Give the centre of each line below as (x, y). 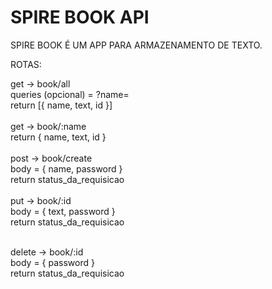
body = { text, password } (63, 211)
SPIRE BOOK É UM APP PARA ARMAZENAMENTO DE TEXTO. (136, 45)
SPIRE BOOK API (80, 17)
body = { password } (52, 262)
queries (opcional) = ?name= (70, 94)
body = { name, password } (66, 168)
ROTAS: (26, 64)
